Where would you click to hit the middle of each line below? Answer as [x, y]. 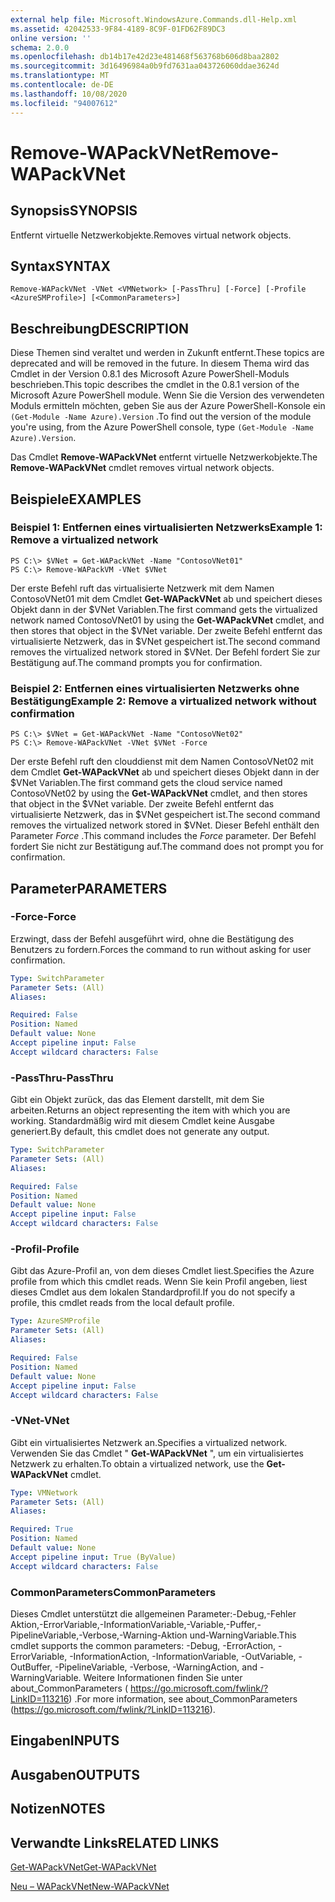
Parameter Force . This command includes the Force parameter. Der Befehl [163, 836]
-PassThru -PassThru [62, 1078]
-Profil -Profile [45, 1249]
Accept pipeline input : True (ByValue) [93, 1557]
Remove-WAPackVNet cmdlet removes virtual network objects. [142, 468]
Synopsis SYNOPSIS [74, 211]
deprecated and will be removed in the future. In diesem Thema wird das [160, 363]
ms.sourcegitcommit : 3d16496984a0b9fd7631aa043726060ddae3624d [145, 66]
